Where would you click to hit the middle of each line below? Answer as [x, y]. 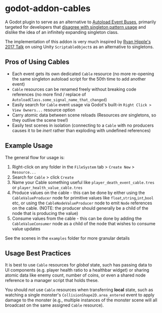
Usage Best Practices [38, 253]
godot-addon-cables [48, 8]
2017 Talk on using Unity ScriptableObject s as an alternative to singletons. [79, 47]
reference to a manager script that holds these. [52, 280]
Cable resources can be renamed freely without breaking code [74, 89]
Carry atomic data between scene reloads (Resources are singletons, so [84, 115]
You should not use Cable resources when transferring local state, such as [79, 290]
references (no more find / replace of [49, 94]
